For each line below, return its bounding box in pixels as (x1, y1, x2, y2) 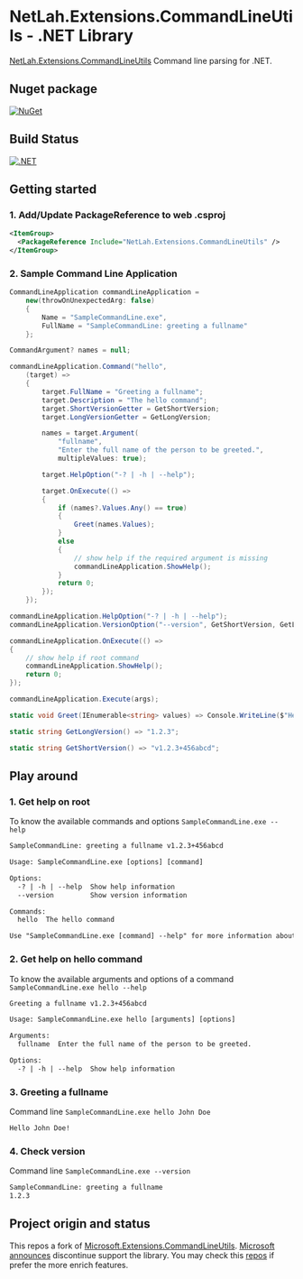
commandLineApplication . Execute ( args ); (9, 695, 160, 704)
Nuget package (9, 81, 97, 97)
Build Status (9, 132, 79, 147)
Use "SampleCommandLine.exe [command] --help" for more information (9, 932, 272, 941)
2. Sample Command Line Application (9, 267, 178, 280)
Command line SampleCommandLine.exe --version (9, 1165, 191, 1176)
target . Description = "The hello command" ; (41, 395, 207, 405)
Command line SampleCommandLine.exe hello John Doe (9, 1107, 211, 1118)
